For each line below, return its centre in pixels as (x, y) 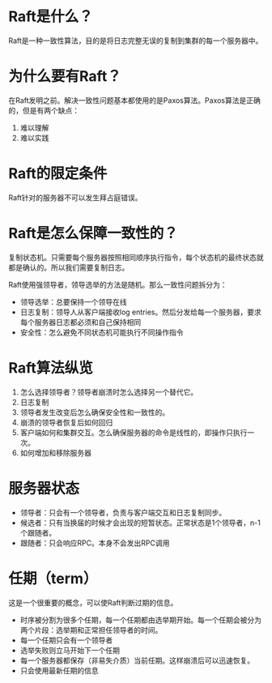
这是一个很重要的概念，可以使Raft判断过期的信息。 (93, 602)
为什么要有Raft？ (65, 77)
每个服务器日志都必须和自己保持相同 (81, 322)
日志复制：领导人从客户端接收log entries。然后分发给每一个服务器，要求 (140, 312)
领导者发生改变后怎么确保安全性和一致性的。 (95, 412)
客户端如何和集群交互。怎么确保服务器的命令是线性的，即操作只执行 (134, 432)
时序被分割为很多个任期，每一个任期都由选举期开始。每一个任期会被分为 (140, 620)
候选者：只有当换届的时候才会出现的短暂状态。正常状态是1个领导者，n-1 (140, 523)
